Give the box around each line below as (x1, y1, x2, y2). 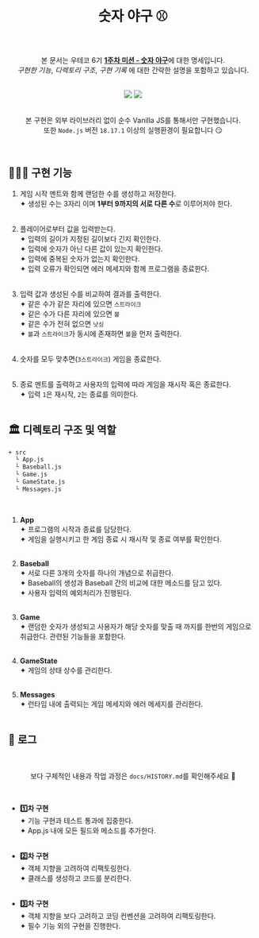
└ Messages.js (15, 485, 62, 493)
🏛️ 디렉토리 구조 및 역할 (8, 423, 116, 437)
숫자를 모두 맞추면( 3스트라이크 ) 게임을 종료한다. (19, 354, 162, 364)
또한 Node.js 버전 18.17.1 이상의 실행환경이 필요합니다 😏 (43, 125, 223, 135)
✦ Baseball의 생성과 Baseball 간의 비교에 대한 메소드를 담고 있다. (19, 577, 223, 588)
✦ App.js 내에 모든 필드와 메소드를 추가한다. (19, 825, 157, 835)
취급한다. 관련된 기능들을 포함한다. (19, 631, 126, 641)
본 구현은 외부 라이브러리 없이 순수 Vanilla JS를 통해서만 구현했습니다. (25, 115, 242, 125)
